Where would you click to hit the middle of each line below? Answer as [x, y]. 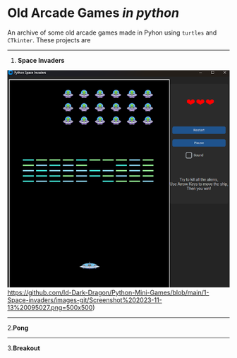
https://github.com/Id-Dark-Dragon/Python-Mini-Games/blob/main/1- [108, 292]
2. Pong [18, 328]
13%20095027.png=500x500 [50, 307]
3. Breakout [24, 348]
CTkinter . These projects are [49, 40]
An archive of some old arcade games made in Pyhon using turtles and [112, 32]
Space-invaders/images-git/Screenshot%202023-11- [85, 300]
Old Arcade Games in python [93, 13]
